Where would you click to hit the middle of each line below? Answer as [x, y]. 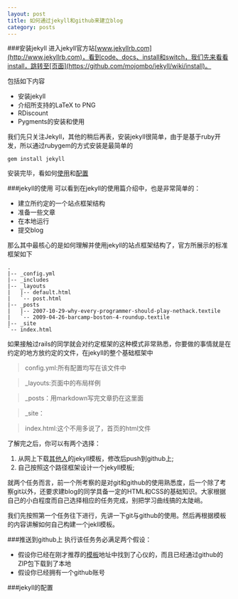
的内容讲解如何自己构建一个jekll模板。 [63, 524]
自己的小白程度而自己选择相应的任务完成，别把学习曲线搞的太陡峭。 [107, 500]
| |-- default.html [39, 292]
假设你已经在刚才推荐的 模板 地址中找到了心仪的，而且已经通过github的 [120, 555]
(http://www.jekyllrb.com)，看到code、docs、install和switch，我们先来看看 [118, 57]
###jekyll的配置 [30, 588]
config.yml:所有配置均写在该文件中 [75, 368]
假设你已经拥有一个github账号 [61, 573]
